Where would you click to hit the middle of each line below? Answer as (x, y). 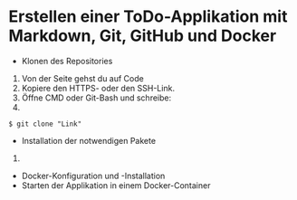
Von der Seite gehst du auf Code (82, 78)
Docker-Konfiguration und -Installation (93, 176)
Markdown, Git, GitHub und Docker (143, 36)
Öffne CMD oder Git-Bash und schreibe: (96, 98)
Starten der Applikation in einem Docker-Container (116, 185)
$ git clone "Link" (45, 124)
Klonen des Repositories (67, 61)
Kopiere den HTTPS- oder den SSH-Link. (98, 88)
